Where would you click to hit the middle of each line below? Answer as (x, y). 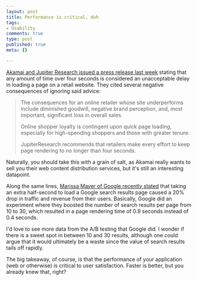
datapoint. (19, 175)
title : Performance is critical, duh (52, 17)
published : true (26, 45)
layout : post (22, 12)
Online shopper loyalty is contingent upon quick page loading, (96, 126)
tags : (13, 22)
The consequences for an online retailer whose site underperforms (102, 102)
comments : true (25, 34)
